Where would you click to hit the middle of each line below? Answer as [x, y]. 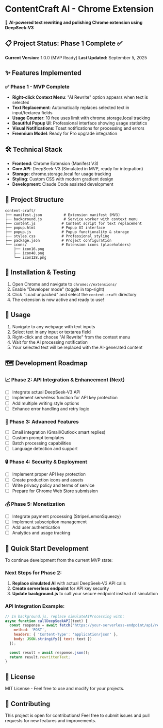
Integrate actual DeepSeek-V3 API [46, 392]
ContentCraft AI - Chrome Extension [80, 9]
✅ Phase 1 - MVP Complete [37, 87]
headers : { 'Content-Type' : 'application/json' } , [66, 635]
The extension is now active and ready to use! [58, 300]
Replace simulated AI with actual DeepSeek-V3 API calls [69, 583]
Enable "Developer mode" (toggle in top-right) [58, 289]
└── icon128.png [30, 258]
